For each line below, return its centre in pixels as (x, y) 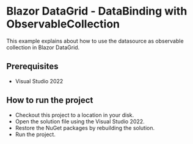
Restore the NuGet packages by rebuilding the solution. (85, 128)
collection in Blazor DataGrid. (43, 47)
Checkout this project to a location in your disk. (75, 115)
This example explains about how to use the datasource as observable (95, 41)
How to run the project (50, 101)
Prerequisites (32, 67)
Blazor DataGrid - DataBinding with (97, 11)
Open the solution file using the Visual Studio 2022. (80, 121)
